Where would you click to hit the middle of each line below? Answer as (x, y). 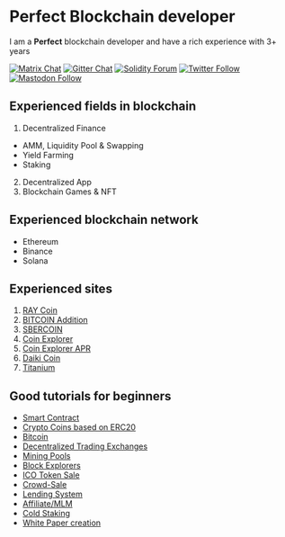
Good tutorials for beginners (90, 396)
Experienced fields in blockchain (103, 107)
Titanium (39, 368)
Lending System (53, 494)
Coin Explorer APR (57, 349)
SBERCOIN (42, 329)
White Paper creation (62, 523)
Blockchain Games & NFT (69, 192)
